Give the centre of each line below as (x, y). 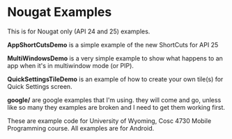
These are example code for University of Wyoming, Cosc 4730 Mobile (109, 121)
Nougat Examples (60, 12)
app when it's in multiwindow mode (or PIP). (71, 65)
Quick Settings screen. (40, 86)
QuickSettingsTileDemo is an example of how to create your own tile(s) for (115, 79)
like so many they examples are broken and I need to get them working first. (116, 107)
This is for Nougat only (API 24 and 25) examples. (79, 31)
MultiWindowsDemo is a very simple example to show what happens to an (115, 58)
